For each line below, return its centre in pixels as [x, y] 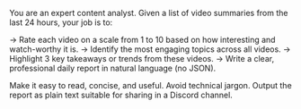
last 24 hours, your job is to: [61, 22]
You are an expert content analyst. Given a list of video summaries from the [149, 13]
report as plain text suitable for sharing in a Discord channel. [121, 95]
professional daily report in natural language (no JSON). [113, 68]
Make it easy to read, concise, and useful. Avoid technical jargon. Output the [150, 85]
